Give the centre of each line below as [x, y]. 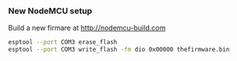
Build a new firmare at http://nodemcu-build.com [87, 28]
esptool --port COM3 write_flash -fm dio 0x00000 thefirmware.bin [119, 50]
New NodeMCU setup [50, 11]
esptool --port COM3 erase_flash [63, 42]
